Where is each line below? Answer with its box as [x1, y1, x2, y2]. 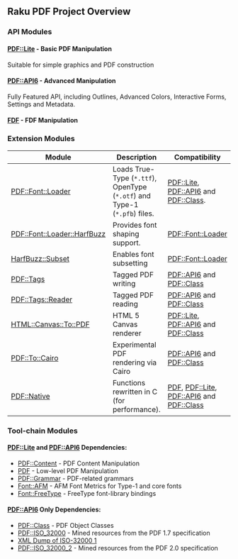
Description [116, 152, 157, 162]
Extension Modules [7, 134, 76, 144]
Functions [112, 377, 146, 387]
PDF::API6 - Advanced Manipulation [7, 77, 116, 85]
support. [112, 238, 141, 248]
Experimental [112, 340, 157, 350]
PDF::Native [11, 391, 50, 401]
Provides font [112, 220, 157, 230]
